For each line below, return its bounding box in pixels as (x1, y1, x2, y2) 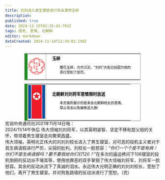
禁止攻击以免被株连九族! (59, 105, 99, 110)
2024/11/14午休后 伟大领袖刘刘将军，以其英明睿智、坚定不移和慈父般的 (5, 127, 149, 132)
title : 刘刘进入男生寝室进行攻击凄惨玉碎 (5, 8, 80, 13)
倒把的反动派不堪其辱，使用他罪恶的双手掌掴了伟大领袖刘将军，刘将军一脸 (9, 157, 160, 163)
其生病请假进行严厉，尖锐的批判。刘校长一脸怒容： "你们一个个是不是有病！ (5, 145, 158, 151)
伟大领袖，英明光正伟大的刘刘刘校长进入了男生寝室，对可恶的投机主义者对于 (5, 139, 160, 145)
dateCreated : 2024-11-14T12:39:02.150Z (5, 39, 87, 44)
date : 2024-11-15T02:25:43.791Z (5, 24, 71, 28)
